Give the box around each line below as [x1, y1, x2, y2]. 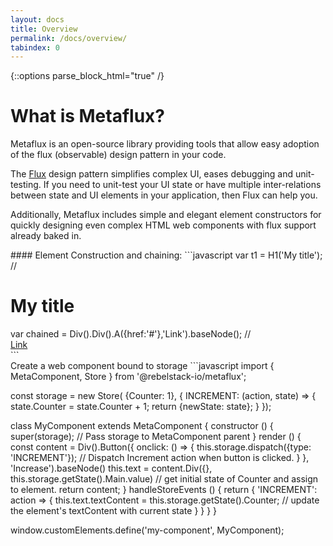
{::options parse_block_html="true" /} [10, 70, 165, 82]
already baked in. [10, 230, 82, 242]
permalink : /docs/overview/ [10, 33, 128, 43]
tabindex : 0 [10, 42, 60, 53]
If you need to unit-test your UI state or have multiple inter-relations [43, 179, 322, 191]
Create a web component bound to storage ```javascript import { [10, 360, 275, 372]
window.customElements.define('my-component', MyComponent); [10, 524, 285, 536]
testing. [10, 179, 42, 191]
